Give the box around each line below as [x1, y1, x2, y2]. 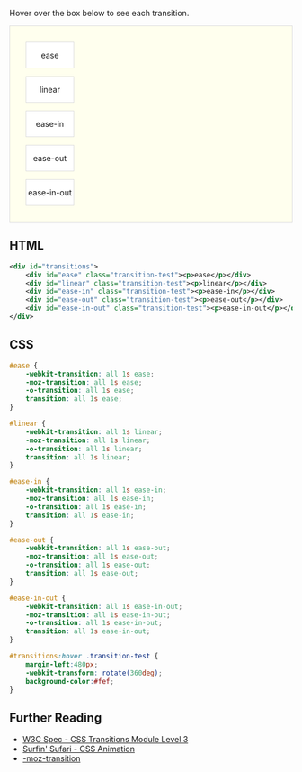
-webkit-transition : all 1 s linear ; [25, 427, 164, 436]
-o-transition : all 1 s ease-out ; [25, 560, 151, 570]
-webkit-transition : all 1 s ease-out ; [25, 544, 171, 553]
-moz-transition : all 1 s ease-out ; [25, 552, 159, 561]
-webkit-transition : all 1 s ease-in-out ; [25, 602, 182, 611]
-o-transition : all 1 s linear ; [25, 444, 143, 453]
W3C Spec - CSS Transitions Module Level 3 [22, 734, 189, 745]
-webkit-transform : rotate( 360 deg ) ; [25, 668, 164, 677]
